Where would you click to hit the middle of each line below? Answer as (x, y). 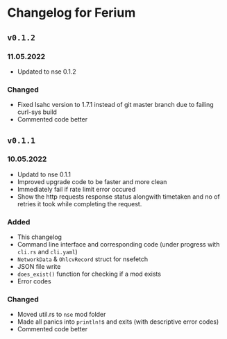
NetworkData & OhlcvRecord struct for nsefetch (83, 259)
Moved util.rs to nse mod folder (61, 315)
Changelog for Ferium (72, 13)
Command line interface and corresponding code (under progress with (118, 245)
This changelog (40, 237)
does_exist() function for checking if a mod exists (89, 274)
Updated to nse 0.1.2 (47, 72)
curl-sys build (37, 112)
